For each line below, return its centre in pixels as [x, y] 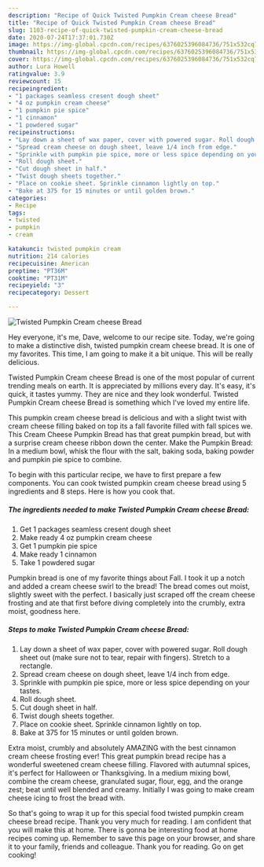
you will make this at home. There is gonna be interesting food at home [123, 829]
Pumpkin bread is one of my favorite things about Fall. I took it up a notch [126, 578]
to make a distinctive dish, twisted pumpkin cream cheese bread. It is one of [132, 345]
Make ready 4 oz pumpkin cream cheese [86, 537]
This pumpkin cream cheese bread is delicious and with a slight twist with [128, 418]
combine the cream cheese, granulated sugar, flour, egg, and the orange [126, 781]
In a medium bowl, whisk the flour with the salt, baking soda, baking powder [131, 451]
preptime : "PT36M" [38, 271]
